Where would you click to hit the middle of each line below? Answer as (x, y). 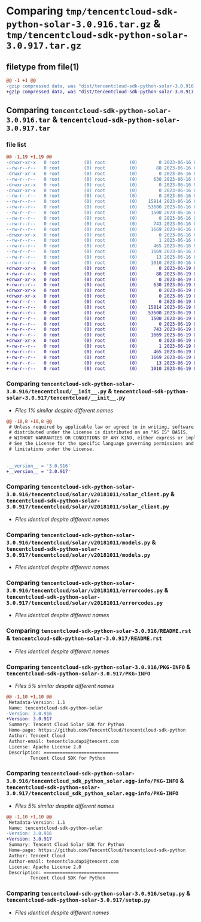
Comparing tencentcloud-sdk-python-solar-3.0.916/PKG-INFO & (98, 667)
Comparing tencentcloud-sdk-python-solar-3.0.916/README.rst (99, 631)
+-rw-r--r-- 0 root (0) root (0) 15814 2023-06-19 (99, 307)
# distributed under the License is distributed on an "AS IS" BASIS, (98, 432)
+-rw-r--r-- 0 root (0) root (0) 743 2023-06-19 (99, 330)
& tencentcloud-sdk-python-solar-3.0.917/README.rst (84, 638)
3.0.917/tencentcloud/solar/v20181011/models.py (78, 555)
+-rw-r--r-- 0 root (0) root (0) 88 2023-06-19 (99, 274)
